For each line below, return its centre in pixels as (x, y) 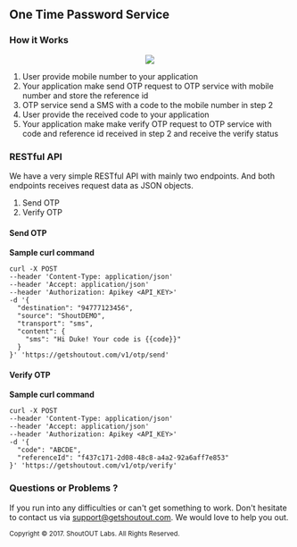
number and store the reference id (85, 95)
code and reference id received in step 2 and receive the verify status (150, 133)
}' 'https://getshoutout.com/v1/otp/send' (89, 355)
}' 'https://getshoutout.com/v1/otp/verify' (93, 466)
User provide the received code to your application (115, 114)
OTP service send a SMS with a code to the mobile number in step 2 (148, 105)
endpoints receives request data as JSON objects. (101, 185)
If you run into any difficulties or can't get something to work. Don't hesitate (148, 508)
